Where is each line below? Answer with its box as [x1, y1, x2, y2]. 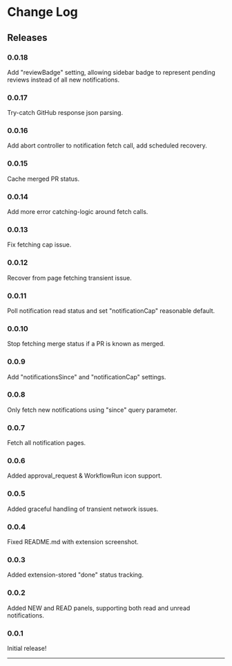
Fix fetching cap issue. [7, 240, 72, 249]
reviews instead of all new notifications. [7, 75, 119, 84]
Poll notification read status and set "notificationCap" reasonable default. [7, 306, 215, 315]
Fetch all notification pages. [7, 439, 86, 447]
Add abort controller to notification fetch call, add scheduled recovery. [7, 141, 207, 150]
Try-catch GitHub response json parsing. [7, 109, 123, 117]
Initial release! [7, 644, 47, 652]
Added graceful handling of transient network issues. [7, 505, 159, 513]
